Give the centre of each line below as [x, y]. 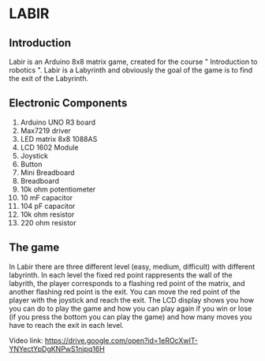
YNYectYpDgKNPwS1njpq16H [57, 348]
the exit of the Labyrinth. [49, 78]
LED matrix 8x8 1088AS [59, 139]
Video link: [26, 341]
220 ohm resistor [48, 222]
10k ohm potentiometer [58, 189]
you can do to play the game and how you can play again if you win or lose [131, 308]
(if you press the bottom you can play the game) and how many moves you [131, 317]
